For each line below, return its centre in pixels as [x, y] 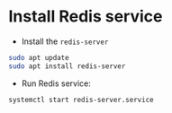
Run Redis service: [56, 83]
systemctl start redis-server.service [81, 100]
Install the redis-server [65, 41]
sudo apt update [39, 57]
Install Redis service [86, 17]
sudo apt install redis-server [67, 66]
